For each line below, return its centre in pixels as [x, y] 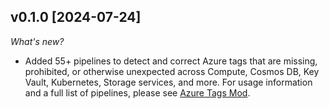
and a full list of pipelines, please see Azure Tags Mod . [137, 92]
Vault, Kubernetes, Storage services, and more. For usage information [168, 82]
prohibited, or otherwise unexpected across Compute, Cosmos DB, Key [172, 71]
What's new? [37, 41]
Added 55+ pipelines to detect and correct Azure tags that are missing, [171, 61]
